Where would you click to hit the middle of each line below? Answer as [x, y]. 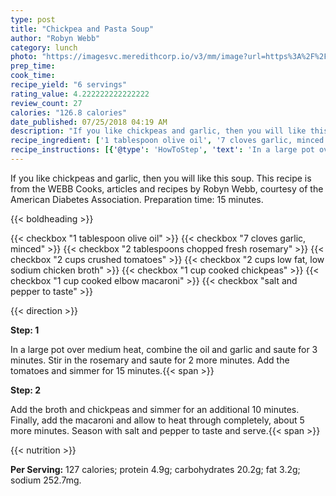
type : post [33, 19]
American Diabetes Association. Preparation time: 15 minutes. [137, 199]
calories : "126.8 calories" [69, 112]
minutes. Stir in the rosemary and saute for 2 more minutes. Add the [150, 360]
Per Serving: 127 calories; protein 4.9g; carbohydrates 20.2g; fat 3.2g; [155, 469]
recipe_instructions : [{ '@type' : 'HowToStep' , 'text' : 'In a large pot [162, 150]
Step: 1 [25, 330]
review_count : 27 [46, 103]
